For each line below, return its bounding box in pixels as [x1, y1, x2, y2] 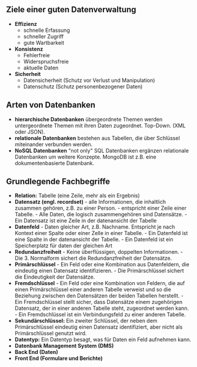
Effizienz [14, 20, 37, 27]
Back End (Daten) [14, 349, 59, 356]
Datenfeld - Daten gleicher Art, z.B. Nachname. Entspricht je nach [14, 223, 175, 230]
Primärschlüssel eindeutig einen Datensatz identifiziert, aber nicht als [14, 323, 183, 330]
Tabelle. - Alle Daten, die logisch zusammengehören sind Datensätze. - [14, 211, 187, 218]
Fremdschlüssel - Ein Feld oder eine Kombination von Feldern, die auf [14, 280, 185, 287]
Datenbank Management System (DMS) [14, 342, 114, 349]
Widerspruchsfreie [23, 58, 69, 65]
